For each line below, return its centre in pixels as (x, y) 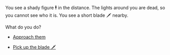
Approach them (29, 37)
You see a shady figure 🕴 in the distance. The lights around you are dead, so (85, 8)
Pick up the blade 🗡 (34, 47)
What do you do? (23, 27)
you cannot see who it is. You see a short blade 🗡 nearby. (67, 15)
